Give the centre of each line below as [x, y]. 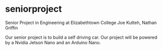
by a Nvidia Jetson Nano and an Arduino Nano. [53, 42]
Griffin [12, 27]
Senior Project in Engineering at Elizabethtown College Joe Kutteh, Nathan [81, 23]
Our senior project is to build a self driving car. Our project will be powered [81, 37]
